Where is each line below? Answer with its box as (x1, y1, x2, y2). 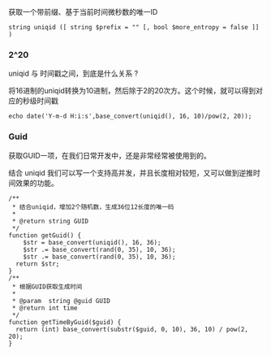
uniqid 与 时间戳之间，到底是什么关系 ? (8, 68, 139, 79)
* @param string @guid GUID (11, 297, 111, 305)
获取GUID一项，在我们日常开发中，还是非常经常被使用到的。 (8, 150, 211, 160)
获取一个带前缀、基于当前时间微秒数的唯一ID (8, 7, 158, 16)
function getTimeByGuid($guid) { (8, 318, 122, 327)
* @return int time (11, 304, 79, 312)
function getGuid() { (8, 231, 82, 240)
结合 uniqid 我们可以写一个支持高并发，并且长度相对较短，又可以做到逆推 (8, 167, 254, 177)
